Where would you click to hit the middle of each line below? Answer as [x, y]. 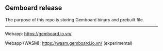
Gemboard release [33, 8]
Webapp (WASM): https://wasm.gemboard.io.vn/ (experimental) [69, 43]
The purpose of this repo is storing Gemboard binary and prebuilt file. [74, 19]
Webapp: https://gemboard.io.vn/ [38, 34]
